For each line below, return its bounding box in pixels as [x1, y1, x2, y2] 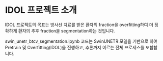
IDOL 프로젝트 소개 [5, 4, 77, 16]
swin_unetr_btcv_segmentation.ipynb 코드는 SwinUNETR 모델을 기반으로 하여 [5, 38, 158, 44]
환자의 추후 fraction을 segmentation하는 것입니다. [18, 28, 115, 33]
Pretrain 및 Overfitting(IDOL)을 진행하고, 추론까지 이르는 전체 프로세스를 [5, 44, 145, 50]
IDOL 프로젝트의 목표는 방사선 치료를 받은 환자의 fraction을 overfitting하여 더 [5, 22, 154, 28]
